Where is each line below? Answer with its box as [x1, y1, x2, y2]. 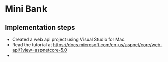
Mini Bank [5, 3, 48, 15]
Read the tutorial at [12, 42, 52, 48]
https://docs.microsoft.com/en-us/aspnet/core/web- [53, 42, 163, 48]
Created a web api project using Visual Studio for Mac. [12, 36, 126, 42]
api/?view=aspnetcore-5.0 [12, 47, 67, 53]
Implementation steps [5, 23, 75, 32]
